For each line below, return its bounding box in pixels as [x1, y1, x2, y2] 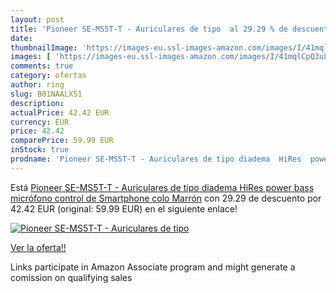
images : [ [10, 52, 52, 62]
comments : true [10, 61, 74, 71]
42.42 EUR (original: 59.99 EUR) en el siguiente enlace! [10, 202, 238, 215]
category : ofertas [10, 71, 87, 81]
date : [10, 33, 33, 43]
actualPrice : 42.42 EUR [10, 107, 110, 118]
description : [10, 98, 65, 108]
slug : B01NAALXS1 [10, 89, 83, 99]
